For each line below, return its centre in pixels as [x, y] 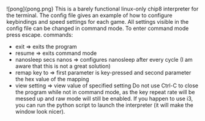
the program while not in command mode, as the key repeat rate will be [105, 92]
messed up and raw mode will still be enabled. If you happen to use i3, [104, 98]
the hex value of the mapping [52, 79]
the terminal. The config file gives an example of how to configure [89, 15]
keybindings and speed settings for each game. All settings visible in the [98, 22]
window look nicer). [40, 112]
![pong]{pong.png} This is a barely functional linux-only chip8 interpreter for [102, 9]
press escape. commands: [40, 35]
